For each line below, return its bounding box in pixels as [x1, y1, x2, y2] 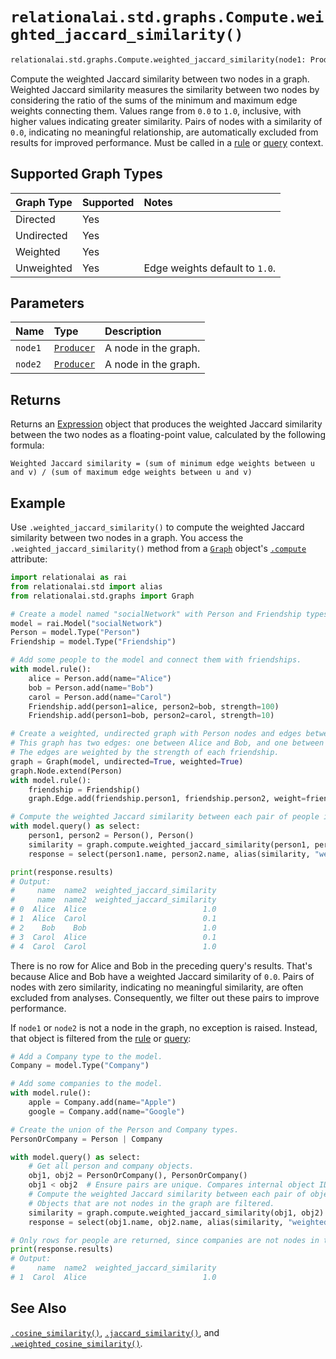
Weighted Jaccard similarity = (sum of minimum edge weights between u [10, 459, 315, 469]
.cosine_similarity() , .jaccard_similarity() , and [10, 1326, 220, 1338]
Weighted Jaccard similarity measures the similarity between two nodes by [10, 83, 320, 95]
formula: [10, 439, 45, 452]
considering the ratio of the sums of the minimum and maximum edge [10, 94, 298, 106]
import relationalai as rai [10, 573, 128, 583]
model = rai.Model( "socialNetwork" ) [10, 618, 163, 628]
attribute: [10, 553, 48, 565]
